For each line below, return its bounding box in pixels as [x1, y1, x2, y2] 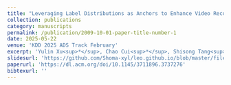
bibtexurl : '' [7, 67, 48, 74]
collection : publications [7, 16, 81, 23]
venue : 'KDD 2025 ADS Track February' [7, 42, 118, 49]
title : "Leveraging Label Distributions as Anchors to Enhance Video [7, 10, 211, 17]
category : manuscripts [7, 23, 72, 29]
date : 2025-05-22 [7, 36, 57, 42]
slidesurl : [7, 55, 38, 62]
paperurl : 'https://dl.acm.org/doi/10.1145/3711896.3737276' [7, 61, 186, 68]
